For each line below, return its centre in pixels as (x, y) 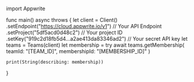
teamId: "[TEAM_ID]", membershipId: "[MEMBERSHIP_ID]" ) (78, 51)
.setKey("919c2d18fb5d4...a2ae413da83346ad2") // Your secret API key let (97, 39)
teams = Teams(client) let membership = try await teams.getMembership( (95, 45)
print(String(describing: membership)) (55, 62)
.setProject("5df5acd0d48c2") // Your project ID (64, 32)
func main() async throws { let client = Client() (62, 20)
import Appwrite (26, 9)
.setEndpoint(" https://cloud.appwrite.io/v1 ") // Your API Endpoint (84, 26)
